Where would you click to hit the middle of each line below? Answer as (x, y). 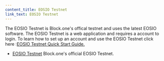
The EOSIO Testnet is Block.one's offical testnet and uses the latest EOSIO (81, 28)
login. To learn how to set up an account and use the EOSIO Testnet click (79, 39)
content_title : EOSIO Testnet (36, 10)
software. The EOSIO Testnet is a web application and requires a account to (82, 33)
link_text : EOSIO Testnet (32, 14)
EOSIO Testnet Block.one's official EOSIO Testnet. (63, 53)
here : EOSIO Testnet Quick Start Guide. (45, 44)
